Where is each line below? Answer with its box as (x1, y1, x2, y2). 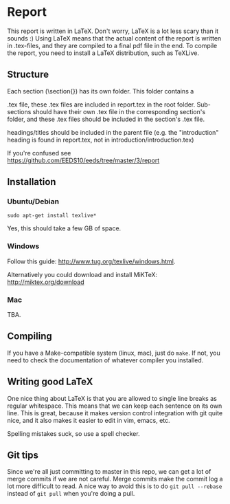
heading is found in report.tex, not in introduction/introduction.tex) (7, 135, 194, 144)
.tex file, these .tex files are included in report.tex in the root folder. (7, 100, 196, 109)
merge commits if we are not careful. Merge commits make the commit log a (7, 475, 223, 483)
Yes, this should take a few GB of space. (7, 224, 122, 232)
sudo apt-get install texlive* (7, 212, 97, 219)
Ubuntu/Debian (7, 197, 60, 206)
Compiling (7, 331, 53, 342)
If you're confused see (7, 149, 71, 157)
